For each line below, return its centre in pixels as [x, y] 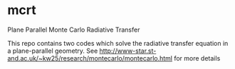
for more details [197, 58]
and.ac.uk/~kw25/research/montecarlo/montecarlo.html [90, 58]
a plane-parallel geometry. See [53, 51]
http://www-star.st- [128, 51]
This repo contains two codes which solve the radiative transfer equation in [118, 43]
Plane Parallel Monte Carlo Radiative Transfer [74, 30]
